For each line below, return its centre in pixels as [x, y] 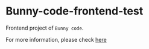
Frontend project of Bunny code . [45, 28]
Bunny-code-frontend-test [74, 11]
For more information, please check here [56, 39]
